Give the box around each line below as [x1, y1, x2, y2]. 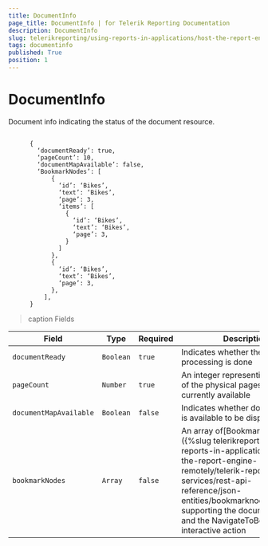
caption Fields [27, 314, 75, 324]
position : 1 [8, 57, 48, 65]
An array [180, 426, 214, 437]
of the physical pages [180, 379, 262, 391]
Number [101, 380, 127, 390]
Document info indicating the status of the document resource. [8, 116, 215, 126]
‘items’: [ [58, 202, 94, 211]
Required [138, 333, 174, 344]
